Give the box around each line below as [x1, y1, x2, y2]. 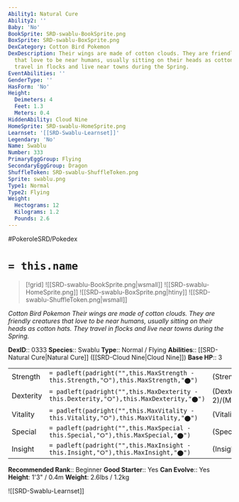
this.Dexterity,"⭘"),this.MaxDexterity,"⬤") [49, 395, 206, 403]
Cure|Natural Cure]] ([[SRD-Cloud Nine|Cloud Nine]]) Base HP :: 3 [30, 353, 223, 361]
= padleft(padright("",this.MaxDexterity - [49, 388, 199, 396]
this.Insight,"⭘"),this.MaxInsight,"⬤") [49, 448, 191, 457]
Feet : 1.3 [14, 103, 43, 110]
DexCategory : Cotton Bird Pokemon [8, 43, 111, 50]
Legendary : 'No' [8, 136, 56, 143]
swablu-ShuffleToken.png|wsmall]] [25, 295, 128, 304]
